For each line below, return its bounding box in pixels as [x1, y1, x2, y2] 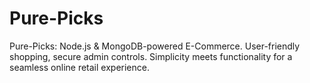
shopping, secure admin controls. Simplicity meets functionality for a [9, 50, 293, 62]
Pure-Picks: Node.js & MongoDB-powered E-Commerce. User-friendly [9, 40, 301, 52]
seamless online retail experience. [9, 61, 150, 73]
